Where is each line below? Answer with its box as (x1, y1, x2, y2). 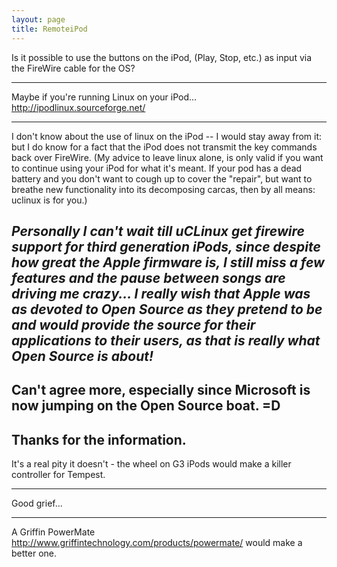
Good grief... (11, 497, 63, 510)
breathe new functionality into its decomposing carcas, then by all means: (11, 183, 316, 195)
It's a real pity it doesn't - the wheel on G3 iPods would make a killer (11, 458, 292, 470)
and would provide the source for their (11, 316, 256, 333)
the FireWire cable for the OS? (11, 62, 136, 74)
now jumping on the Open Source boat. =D (11, 397, 281, 415)
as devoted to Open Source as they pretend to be (11, 301, 323, 318)
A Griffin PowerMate (11, 526, 96, 538)
